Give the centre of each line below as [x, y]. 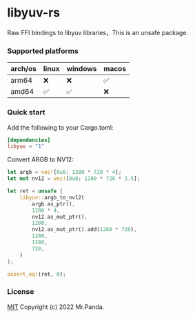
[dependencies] [29, 140]
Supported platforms [43, 51]
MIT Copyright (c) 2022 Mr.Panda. [56, 307]
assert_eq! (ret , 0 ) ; [37, 274]
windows [82, 69]
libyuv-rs [34, 13]
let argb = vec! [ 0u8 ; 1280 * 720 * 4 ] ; [64, 172]
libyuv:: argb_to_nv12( [52, 197]
